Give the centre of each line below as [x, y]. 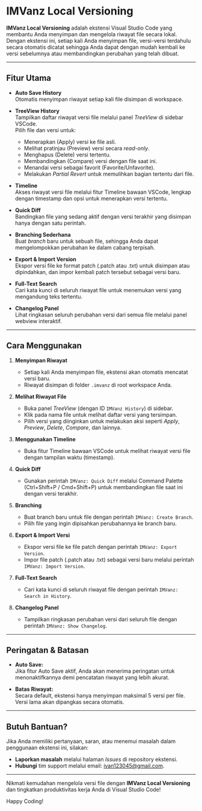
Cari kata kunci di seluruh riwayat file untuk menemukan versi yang [98, 290]
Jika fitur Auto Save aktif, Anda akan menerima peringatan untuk [95, 671]
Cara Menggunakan [44, 346]
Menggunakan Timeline [45, 439]
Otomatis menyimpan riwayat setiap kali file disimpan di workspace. [99, 99]
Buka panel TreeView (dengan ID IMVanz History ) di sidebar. [98, 408]
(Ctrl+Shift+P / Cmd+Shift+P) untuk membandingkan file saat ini [103, 487]
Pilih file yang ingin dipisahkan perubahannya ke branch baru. [100, 523]
